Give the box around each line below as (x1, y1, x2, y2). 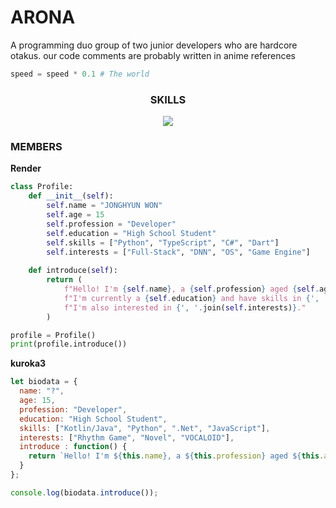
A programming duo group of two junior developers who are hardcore (10, 39, 298, 51)
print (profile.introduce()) (10, 339, 128, 350)
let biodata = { (10, 377, 78, 387)
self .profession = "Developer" (46, 219, 177, 229)
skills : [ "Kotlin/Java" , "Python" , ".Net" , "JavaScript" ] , (19, 423, 271, 433)
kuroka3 (10, 357, 47, 370)
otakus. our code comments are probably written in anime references (10, 49, 296, 61)
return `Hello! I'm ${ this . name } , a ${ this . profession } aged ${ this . (28, 451, 325, 461)
